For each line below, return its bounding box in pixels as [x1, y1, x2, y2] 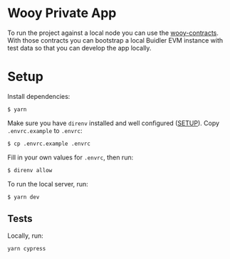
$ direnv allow [7, 166, 53, 174]
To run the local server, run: [7, 179, 89, 188]
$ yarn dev [7, 194, 40, 201]
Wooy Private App [7, 5, 117, 21]
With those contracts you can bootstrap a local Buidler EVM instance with [7, 36, 224, 44]
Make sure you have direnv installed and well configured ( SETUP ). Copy [7, 119, 219, 127]
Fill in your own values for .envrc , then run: [7, 153, 134, 162]
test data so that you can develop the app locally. [7, 43, 152, 52]
